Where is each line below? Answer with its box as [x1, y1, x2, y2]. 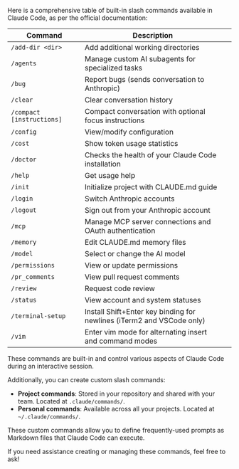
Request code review [84, 284, 155, 293]
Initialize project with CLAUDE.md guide [84, 182, 218, 191]
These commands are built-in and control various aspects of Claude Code [7, 354, 225, 362]
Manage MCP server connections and [84, 217, 211, 226]
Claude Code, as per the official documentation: [7, 14, 148, 22]
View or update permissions [84, 260, 179, 270]
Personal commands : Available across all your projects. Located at [17, 405, 215, 413]
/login [11, 195, 33, 202]
